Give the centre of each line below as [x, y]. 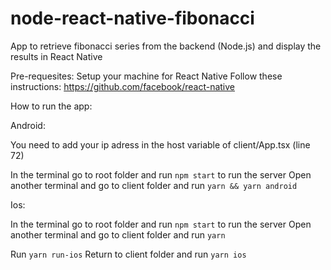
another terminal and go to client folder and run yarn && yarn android [154, 185]
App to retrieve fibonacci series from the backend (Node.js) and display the [166, 46]
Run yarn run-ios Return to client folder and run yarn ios [128, 254]
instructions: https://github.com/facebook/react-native [123, 86]
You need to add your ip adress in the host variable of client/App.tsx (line [160, 144]
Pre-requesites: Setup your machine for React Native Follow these [146, 76]
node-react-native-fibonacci [132, 18]
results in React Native [56, 56]
